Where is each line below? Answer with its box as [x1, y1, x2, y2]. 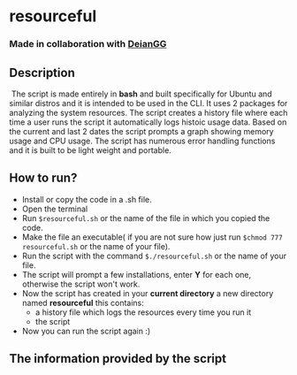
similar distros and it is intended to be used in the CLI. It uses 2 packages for [9, 97, 288, 108]
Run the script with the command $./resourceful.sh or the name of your [21, 250, 287, 261]
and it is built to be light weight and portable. [9, 144, 172, 156]
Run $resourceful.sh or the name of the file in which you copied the [21, 212, 270, 223]
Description [9, 65, 75, 80]
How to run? [9, 171, 78, 186]
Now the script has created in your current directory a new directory [21, 287, 274, 298]
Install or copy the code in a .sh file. [21, 194, 152, 204]
